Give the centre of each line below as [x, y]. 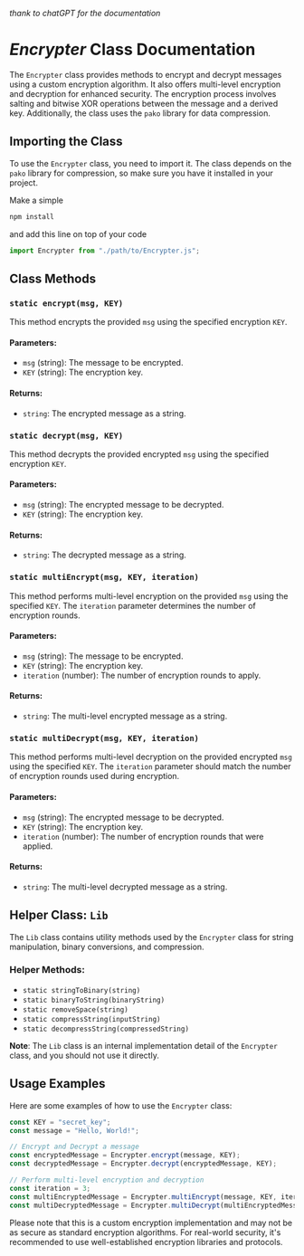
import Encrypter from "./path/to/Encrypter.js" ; [105, 251]
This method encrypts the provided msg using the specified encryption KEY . [148, 322]
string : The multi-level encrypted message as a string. [125, 716]
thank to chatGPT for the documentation [85, 13]
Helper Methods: [47, 970]
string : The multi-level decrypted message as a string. [125, 887]
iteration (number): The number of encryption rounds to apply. [142, 675]
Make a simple [36, 200]
